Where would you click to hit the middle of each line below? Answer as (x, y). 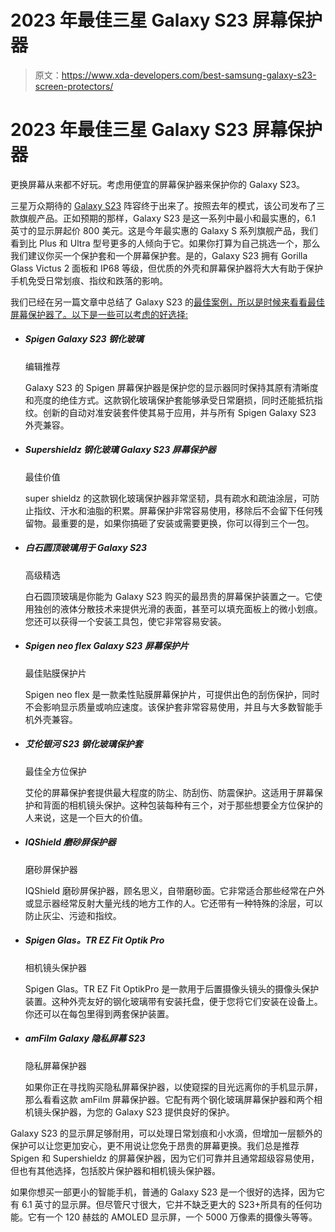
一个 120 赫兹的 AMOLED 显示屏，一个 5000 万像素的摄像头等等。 (181, 1217)
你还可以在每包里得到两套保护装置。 (99, 1013)
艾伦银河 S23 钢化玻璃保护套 (83, 744)
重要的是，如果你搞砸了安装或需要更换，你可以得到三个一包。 (187, 523)
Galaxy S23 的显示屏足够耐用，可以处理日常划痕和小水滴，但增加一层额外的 (166, 1133)
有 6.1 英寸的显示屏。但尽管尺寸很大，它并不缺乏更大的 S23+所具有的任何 (161, 1204)
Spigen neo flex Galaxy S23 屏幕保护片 (106, 646)
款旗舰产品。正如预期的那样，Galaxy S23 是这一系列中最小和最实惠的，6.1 (163, 218)
